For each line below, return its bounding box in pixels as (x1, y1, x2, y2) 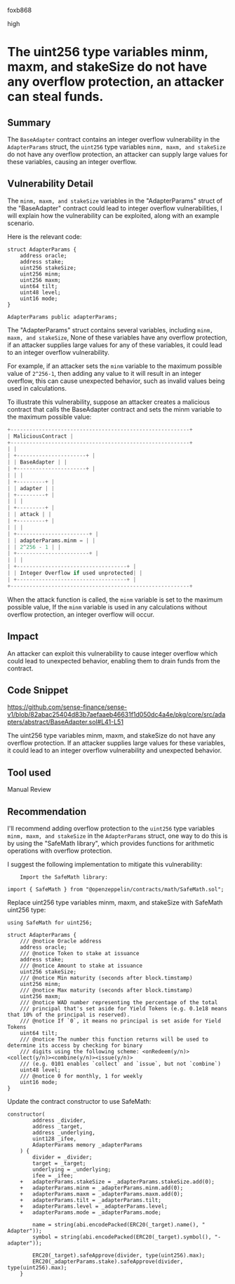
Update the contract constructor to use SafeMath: (7, 1097, 152, 1105)
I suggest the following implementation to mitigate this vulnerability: (7, 860, 203, 868)
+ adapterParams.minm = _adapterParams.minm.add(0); (20, 1184, 184, 1191)
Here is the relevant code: (7, 232, 82, 241)
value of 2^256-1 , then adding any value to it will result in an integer (7, 369, 201, 377)
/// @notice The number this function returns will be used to (20, 1036, 209, 1043)
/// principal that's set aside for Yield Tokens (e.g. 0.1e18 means (20, 1005, 228, 1012)
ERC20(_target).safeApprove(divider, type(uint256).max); (32, 1252, 206, 1259)
